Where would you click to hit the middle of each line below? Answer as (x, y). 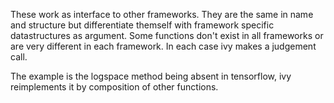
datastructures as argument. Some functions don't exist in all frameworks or (167, 35)
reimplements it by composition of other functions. (114, 87)
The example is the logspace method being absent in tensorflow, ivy (151, 76)
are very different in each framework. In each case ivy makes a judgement (163, 46)
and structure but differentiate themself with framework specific (142, 25)
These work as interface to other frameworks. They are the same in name (162, 14)
